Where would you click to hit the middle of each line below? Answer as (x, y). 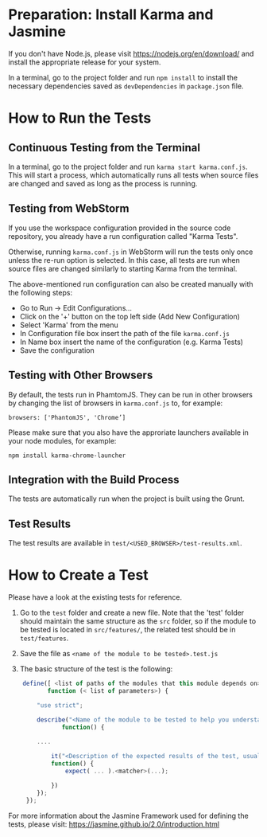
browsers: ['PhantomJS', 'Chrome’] (67, 417)
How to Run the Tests (80, 118)
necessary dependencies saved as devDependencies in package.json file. (126, 86)
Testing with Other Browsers (81, 375)
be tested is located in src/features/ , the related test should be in (128, 630)
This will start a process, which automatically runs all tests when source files (133, 175)
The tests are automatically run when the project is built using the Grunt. (126, 499)
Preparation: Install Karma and (111, 15)
